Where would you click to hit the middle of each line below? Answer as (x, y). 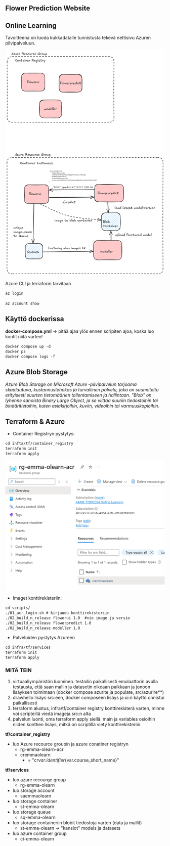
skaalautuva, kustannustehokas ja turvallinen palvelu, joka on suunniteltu (82, 389)
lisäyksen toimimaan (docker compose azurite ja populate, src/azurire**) (88, 692)
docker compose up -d (28, 346)
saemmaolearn (36, 795)
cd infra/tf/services (28, 648)
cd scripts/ (18, 608)
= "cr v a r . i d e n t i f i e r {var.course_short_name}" (73, 760)
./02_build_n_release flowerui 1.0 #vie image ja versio (68, 618)
